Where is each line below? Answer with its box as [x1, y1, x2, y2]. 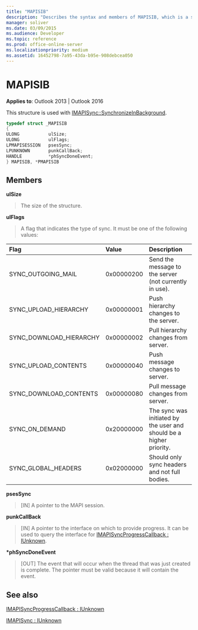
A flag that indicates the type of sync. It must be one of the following [20, 225, 187, 232]
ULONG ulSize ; [6, 131, 67, 138]
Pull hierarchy [148, 326, 187, 334]
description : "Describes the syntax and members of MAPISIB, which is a [6, 14, 189, 20]
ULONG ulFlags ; [6, 137, 70, 143]
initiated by [148, 414, 180, 422]
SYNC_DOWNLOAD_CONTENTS [9, 390, 98, 398]
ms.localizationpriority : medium [6, 47, 88, 53]
